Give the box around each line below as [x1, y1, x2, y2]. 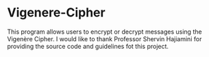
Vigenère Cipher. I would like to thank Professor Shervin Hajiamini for [7, 34, 202, 43]
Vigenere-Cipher [7, 5, 106, 21]
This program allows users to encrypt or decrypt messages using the [7, 27, 202, 36]
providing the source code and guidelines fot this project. [7, 42, 169, 50]
